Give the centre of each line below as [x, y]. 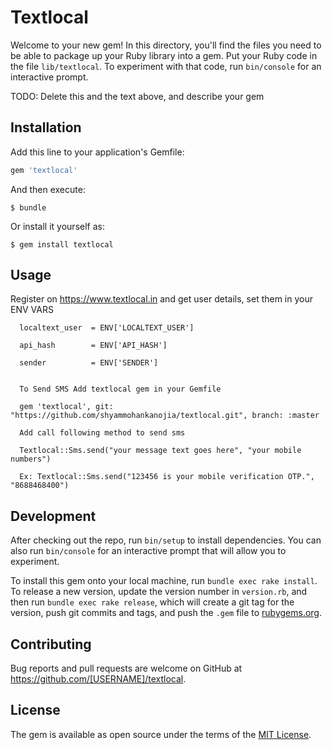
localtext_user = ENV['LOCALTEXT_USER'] [107, 328]
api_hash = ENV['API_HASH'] [93, 346]
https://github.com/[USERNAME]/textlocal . [98, 679]
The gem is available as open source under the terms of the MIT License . [161, 734]
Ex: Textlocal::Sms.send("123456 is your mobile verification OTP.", [167, 477]
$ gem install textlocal [62, 244]
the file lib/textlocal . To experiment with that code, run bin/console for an [166, 66]
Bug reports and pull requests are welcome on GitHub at [126, 668]
